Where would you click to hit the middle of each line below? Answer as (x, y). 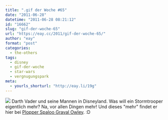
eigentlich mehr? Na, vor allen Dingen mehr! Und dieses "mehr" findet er (81, 106)
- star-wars (23, 72)
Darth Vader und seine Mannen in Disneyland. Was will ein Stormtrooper (87, 101)
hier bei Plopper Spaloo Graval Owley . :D (48, 112)
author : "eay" (20, 39)
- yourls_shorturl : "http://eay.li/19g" (53, 86)
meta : (11, 81)
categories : (18, 48)
